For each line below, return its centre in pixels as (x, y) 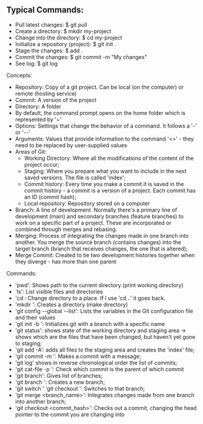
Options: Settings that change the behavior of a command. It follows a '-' (106, 126)
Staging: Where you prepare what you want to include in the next (105, 171)
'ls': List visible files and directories (59, 291)
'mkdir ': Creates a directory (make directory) (72, 304)
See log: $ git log (36, 63)
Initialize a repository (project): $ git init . (65, 44)
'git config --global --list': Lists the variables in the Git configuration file (104, 311)
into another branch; (41, 401)
